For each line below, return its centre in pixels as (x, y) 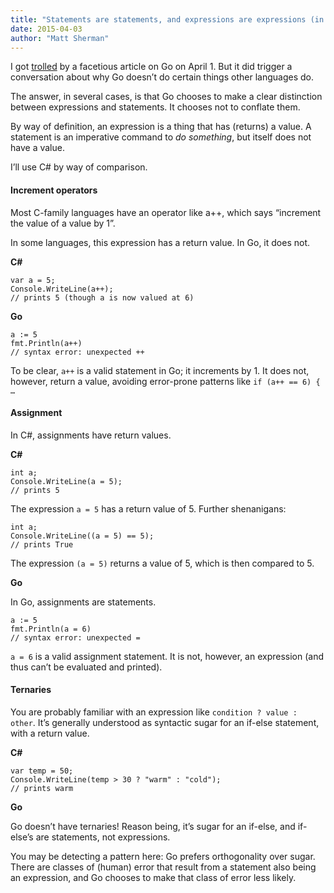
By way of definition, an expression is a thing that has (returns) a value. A (161, 127)
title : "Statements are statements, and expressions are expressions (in (167, 19)
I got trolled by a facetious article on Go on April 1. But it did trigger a (151, 67)
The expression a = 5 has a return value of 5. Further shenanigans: (148, 508)
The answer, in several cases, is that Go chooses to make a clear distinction (166, 97)
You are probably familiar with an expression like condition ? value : (154, 712)
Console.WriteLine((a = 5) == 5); (82, 536)
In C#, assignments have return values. (91, 435)
